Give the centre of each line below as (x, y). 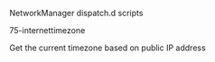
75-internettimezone (47, 30)
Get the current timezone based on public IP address (107, 48)
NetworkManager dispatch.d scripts (76, 13)
